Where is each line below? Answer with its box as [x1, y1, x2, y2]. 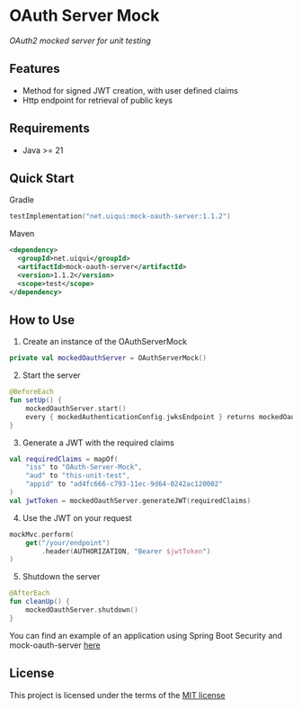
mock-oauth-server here [9, 640, 101, 651]
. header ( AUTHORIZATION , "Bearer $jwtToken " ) [41, 546, 211, 556]
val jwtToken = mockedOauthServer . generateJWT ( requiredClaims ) [9, 496, 252, 505]
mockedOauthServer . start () [25, 404, 127, 413]
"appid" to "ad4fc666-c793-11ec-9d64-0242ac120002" [25, 480, 223, 489]
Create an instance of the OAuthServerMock [22, 337, 187, 347]
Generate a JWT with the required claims [22, 437, 175, 448]
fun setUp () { [9, 396, 63, 405]
